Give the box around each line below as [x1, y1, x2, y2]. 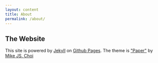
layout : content [5, 7, 39, 12]
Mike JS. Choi [5, 53, 34, 59]
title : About [5, 12, 32, 17]
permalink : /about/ [5, 16, 46, 21]
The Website [5, 34, 46, 43]
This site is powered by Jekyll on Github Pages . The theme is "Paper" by [5, 48, 153, 54]
